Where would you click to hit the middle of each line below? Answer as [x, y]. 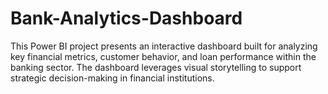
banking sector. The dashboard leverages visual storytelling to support [156, 67]
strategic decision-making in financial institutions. [112, 78]
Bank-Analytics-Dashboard [126, 18]
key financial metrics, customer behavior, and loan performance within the [163, 56]
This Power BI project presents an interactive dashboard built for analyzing [164, 46]
